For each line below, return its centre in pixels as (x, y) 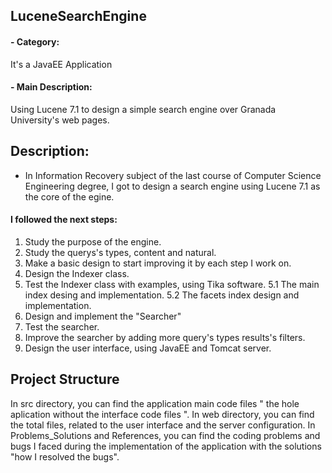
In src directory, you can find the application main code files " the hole (155, 403)
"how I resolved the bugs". (65, 456)
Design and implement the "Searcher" (103, 316)
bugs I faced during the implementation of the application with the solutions (166, 446)
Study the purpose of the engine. (93, 241)
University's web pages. (60, 120)
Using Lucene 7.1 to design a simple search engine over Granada (143, 109)
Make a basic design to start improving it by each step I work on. (158, 263)
